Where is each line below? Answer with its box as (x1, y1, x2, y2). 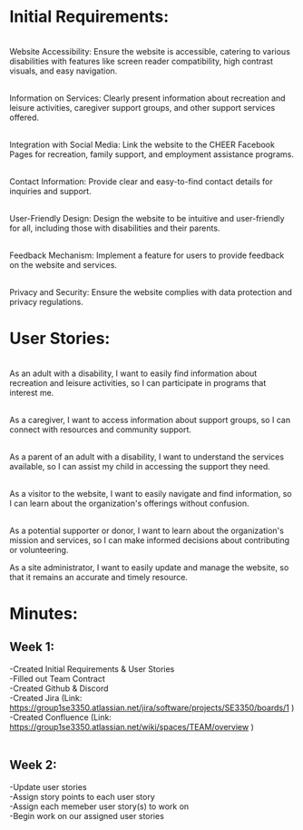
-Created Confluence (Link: (9, 711, 112, 723)
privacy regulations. (9, 296, 83, 307)
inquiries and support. (9, 185, 93, 196)
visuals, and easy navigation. (9, 65, 118, 76)
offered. (9, 112, 39, 123)
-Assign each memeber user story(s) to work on (9, 801, 190, 812)
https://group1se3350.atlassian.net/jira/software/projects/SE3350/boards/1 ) (9, 702, 295, 713)
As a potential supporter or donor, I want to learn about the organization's (9, 525, 284, 536)
